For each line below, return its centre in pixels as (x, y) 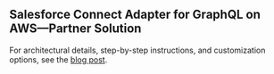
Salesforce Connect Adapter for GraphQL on (135, 15)
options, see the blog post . (58, 59)
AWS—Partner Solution (75, 29)
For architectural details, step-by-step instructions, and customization (137, 50)
